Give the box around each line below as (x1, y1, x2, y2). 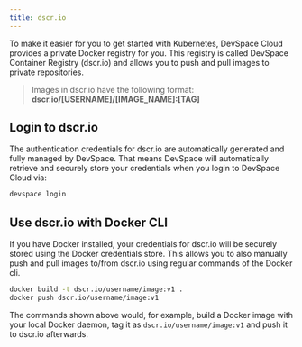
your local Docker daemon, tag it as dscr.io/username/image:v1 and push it (9, 319, 288, 330)
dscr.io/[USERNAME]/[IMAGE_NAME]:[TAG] (31, 94, 200, 105)
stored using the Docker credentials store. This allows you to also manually (9, 249, 288, 260)
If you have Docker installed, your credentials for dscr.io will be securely (9, 239, 278, 250)
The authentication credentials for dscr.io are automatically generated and (9, 143, 285, 154)
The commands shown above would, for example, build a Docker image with (9, 309, 294, 320)
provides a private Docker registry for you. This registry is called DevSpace (9, 47, 288, 59)
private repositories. (9, 67, 84, 78)
